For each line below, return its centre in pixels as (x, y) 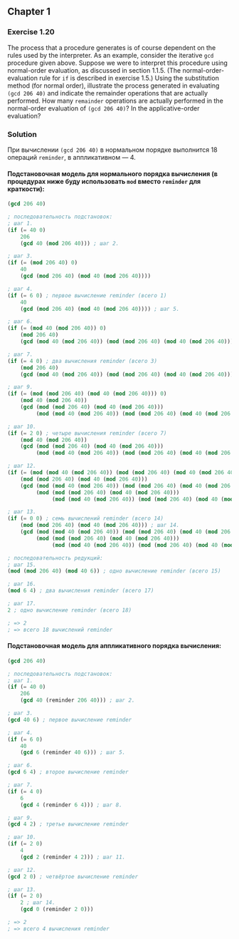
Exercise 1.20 (31, 32)
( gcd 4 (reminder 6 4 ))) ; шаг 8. (71, 805)
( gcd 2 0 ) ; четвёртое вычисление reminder (73, 876)
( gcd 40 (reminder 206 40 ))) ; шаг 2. (78, 701)
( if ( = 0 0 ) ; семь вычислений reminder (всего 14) (85, 519)
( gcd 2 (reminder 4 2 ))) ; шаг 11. (73, 857)
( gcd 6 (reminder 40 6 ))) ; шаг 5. (73, 753)
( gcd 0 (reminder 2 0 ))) (57, 909)
